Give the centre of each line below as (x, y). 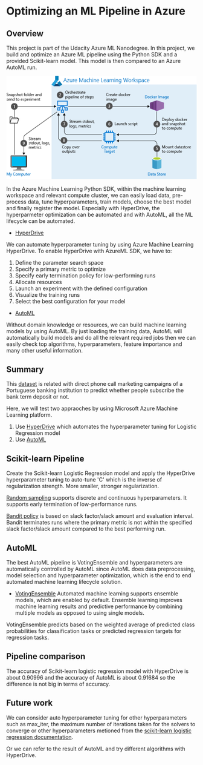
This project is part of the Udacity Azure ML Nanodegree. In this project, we (101, 48)
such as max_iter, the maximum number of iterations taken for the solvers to (101, 724)
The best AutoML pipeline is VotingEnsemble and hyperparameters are (94, 562)
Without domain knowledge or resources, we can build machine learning (97, 325)
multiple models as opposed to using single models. (80, 612)
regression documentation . (40, 737)
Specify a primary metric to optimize (60, 269)
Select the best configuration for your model (70, 301)
